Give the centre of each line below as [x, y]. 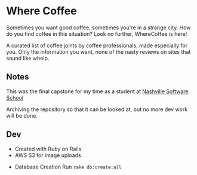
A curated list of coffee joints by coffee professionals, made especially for [97, 45]
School [15, 97]
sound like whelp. [28, 58]
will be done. [22, 115]
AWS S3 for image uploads [48, 155]
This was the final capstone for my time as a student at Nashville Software [97, 91]
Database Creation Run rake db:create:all [68, 167]
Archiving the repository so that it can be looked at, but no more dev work [97, 109]
